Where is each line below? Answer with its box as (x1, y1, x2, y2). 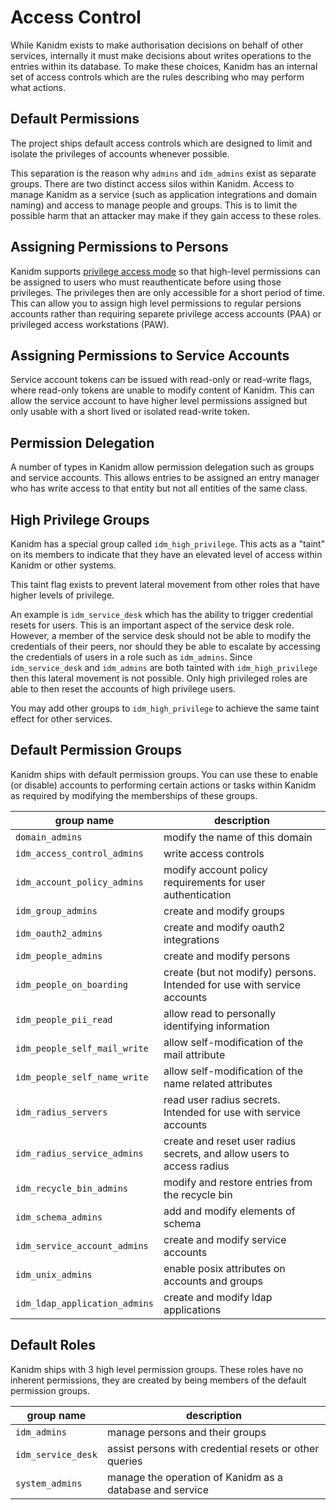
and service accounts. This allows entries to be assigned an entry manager (10, 472, 320, 484)
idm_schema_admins (15, 1211, 103, 1223)
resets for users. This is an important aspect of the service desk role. (10, 619, 295, 631)
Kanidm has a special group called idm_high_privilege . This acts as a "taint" (10, 538, 326, 550)
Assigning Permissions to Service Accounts (10, 347, 290, 364)
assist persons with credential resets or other (106, 1441, 320, 1455)
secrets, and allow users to (163, 1146, 290, 1160)
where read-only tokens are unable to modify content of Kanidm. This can (10, 384, 315, 396)
